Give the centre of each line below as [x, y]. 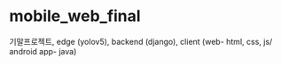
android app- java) [43, 51]
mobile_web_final [75, 16]
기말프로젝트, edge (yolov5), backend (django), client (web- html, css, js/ [141, 41]
